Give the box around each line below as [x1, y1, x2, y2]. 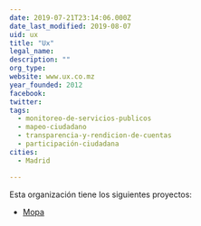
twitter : [9, 97, 43, 107]
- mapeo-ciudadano [17, 123, 88, 132]
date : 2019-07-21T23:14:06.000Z [9, 13, 131, 23]
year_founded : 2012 [9, 80, 83, 89]
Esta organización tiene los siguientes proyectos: [9, 189, 193, 200]
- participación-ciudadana [17, 139, 120, 148]
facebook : [9, 89, 47, 98]
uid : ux [9, 30, 39, 39]
